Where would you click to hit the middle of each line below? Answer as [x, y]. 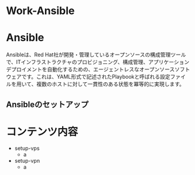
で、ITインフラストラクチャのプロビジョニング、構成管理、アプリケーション [98, 62]
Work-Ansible [40, 11]
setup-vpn [27, 161]
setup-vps [27, 149]
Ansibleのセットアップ [47, 104]
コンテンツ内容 [42, 132]
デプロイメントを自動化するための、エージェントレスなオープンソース [90, 69]
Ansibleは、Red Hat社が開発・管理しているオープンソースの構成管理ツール [96, 55]
